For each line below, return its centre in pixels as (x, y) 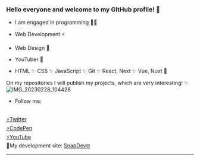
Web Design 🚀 (32, 48)
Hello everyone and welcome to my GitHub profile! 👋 (83, 10)
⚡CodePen (19, 128)
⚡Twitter (16, 119)
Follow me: (28, 101)
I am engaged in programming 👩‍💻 (56, 23)
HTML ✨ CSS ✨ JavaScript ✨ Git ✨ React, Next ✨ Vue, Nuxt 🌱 (91, 71)
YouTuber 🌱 (29, 59)
